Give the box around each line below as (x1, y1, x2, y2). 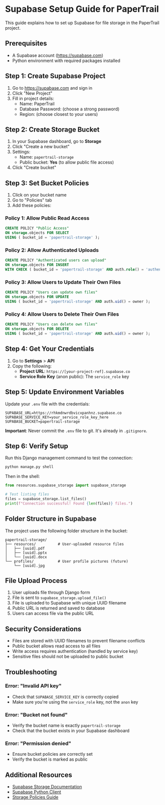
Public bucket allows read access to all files (12, 643, 101, 649)
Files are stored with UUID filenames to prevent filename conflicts (12, 638, 145, 644)
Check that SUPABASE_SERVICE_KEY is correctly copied (12, 694, 119, 700)
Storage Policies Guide (12, 794, 59, 800)
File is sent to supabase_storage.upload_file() (12, 595, 107, 601)
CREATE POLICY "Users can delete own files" (5, 322, 98, 327)
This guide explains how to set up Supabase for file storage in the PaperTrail (5, 20, 160, 26)
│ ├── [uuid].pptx (5, 550, 48, 555)
